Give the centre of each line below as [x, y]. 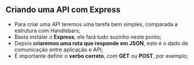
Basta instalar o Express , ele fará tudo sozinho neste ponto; [88, 37]
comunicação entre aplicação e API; [59, 49]
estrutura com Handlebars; [47, 30]
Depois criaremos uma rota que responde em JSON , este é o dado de [101, 43]
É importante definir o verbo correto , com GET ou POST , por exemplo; [101, 55]
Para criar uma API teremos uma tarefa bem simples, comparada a [96, 24]
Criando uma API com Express [63, 10]
